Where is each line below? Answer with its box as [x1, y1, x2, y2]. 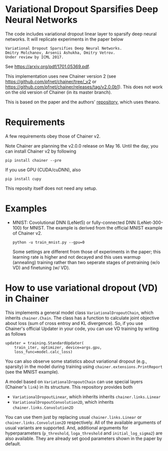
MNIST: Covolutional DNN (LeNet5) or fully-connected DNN [12, 219, 136, 225]
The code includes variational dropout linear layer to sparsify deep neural [5, 31, 157, 37]
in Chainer [5, 293, 49, 304]
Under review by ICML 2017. [5, 54, 64, 60]
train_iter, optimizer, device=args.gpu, [14, 345, 102, 350]
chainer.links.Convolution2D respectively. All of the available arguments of [5, 419, 161, 425]
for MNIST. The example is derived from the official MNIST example [23, 224, 163, 231]
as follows [5, 330, 27, 337]
